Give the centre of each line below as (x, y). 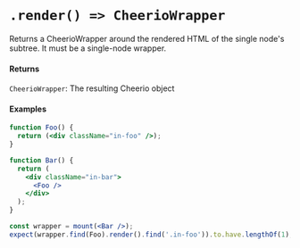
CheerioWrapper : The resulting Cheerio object (92, 88)
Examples (28, 109)
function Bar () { (42, 160)
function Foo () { (42, 128)
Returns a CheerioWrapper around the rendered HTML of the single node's (147, 38)
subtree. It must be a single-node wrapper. (88, 48)
